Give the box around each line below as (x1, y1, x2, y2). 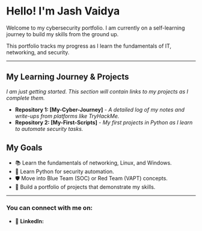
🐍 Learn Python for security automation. (14, 168, 114, 175)
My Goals (6, 143, 43, 153)
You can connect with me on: (6, 204, 93, 212)
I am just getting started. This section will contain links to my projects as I (6, 87, 188, 95)
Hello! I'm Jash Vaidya (6, 4, 120, 18)
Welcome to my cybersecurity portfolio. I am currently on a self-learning (6, 24, 185, 31)
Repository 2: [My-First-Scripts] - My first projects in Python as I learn (14, 119, 193, 126)
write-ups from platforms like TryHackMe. (14, 112, 120, 119)
